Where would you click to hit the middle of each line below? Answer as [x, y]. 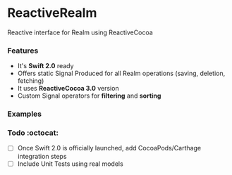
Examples [25, 114]
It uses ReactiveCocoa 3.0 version [68, 89]
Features [23, 51]
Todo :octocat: [33, 133]
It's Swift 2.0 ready [45, 66]
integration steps [42, 156]
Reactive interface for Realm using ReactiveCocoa [80, 32]
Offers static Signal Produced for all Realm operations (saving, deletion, [121, 73]
